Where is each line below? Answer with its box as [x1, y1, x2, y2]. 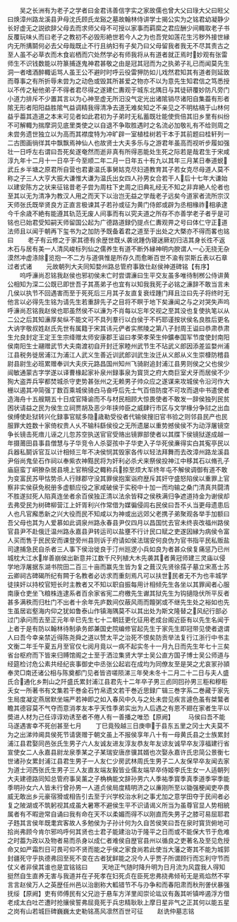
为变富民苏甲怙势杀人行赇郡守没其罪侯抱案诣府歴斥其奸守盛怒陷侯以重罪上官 [7, 474, 230, 483]
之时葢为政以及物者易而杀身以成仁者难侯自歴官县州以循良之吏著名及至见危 [7, 837, 224, 844]
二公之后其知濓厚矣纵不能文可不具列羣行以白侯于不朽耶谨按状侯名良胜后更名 [7, 315, 230, 324]
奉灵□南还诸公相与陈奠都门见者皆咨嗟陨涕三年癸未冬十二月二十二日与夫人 [7, 668, 224, 677]
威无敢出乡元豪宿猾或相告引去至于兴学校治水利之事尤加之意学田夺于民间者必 [7, 792, 230, 800]
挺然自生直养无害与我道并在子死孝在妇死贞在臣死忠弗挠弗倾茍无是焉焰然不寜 [7, 872, 230, 880]
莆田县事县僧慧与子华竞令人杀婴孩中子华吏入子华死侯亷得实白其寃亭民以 [19, 439, 230, 447]
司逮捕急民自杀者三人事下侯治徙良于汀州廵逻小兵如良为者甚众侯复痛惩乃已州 [7, 545, 230, 553]
